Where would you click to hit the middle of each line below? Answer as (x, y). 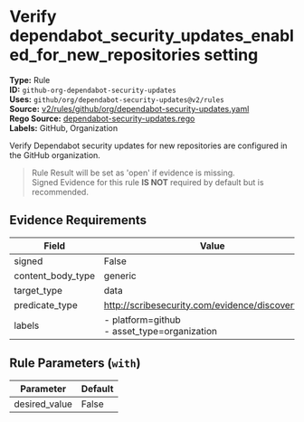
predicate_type (46, 305)
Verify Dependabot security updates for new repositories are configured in (148, 145)
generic (120, 276)
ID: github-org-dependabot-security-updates (93, 89)
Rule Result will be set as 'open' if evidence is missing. (133, 173)
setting (231, 55)
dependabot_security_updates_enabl (152, 36)
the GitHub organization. (55, 155)
